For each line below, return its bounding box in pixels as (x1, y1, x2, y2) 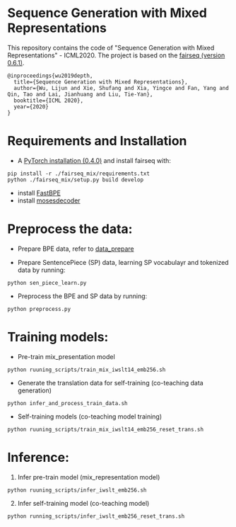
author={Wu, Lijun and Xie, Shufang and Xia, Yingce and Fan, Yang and (13, 84, 230, 91)
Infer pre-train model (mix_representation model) (17, 472, 160, 481)
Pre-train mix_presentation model (17, 352, 115, 361)
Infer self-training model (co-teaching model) (17, 499, 150, 507)
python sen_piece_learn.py (7, 279, 87, 286)
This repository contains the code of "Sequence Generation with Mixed (7, 43, 215, 52)
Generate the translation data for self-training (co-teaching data (17, 378, 203, 387)
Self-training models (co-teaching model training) (17, 412, 163, 421)
